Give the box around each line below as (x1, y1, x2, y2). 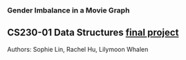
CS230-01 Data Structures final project (7, 27, 179, 39)
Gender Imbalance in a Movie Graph (7, 6, 130, 15)
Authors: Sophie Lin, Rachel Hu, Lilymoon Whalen (7, 45, 149, 53)
